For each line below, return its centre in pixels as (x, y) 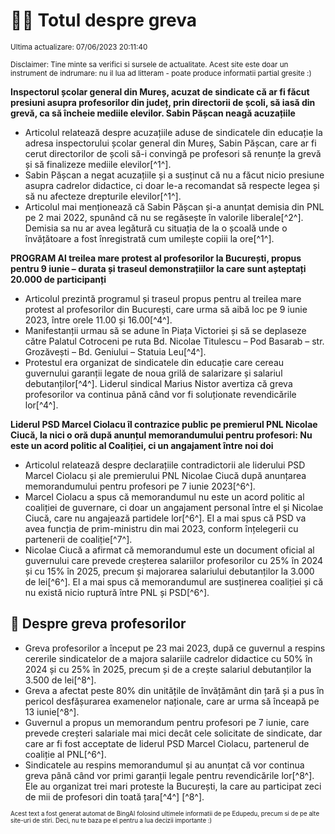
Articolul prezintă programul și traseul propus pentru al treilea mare (163, 298)
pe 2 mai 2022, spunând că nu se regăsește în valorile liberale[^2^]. (164, 217)
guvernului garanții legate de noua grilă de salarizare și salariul (153, 373)
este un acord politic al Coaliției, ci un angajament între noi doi (142, 445)
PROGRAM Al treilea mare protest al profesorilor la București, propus (156, 258)
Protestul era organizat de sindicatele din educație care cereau (154, 362)
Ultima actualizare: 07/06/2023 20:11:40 (79, 47)
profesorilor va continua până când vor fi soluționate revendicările (160, 394)
